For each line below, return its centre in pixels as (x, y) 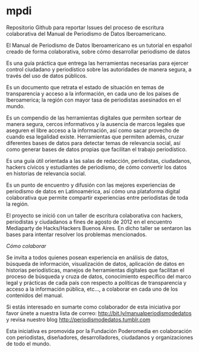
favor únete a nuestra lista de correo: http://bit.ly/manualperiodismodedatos (99, 313)
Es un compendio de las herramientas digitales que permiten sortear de (94, 118)
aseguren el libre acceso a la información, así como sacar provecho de (93, 130)
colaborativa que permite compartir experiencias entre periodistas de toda (97, 197)
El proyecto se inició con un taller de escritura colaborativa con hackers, (94, 215)
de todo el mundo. (29, 344)
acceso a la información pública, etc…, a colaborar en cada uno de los (92, 289)
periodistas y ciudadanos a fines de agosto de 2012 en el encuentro (89, 222)
